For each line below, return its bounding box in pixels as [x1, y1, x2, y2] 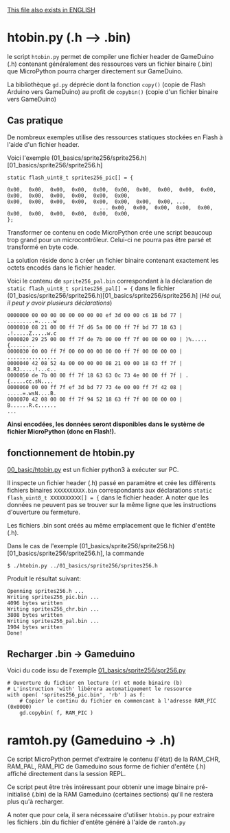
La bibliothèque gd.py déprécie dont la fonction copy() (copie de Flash [7, 80, 206, 89]
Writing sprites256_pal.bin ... [7, 618, 100, 624]
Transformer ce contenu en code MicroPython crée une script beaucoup [7, 228, 213, 236]
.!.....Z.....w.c [7, 329, 57, 337]
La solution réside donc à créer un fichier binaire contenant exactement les [7, 256, 219, 264]
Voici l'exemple [7, 154, 50, 162]
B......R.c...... [7, 401, 57, 409]
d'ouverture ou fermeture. [7, 508, 81, 516]
